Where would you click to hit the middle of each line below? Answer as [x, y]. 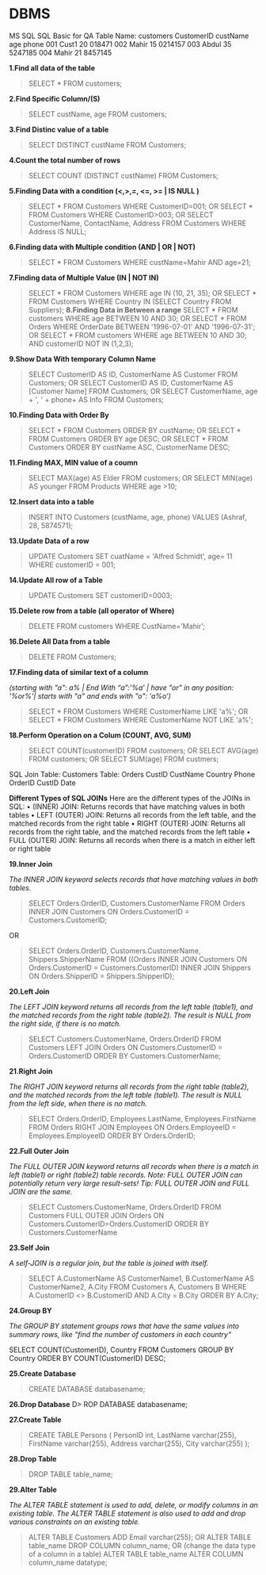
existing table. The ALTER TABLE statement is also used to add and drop [127, 1513]
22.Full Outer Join [39, 1151]
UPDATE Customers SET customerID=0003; [100, 595]
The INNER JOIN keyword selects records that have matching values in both [133, 879]
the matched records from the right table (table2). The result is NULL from [130, 1015]
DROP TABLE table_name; [70, 1474]
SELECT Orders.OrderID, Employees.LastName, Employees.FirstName [142, 1118]
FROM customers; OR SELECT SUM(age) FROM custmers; [123, 759]
